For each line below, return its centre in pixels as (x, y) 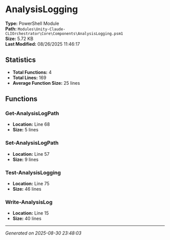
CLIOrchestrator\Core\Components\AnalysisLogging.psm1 (64, 33)
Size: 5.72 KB (19, 39)
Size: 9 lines (26, 159)
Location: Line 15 (31, 213)
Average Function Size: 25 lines (46, 83)
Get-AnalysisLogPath (32, 114)
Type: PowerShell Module (32, 23)
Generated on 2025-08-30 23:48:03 (44, 233)
